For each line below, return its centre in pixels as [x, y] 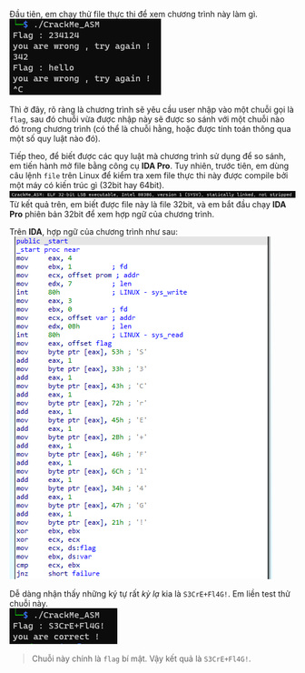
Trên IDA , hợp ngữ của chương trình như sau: [94, 231]
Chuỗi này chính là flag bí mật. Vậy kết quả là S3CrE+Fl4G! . [141, 658]
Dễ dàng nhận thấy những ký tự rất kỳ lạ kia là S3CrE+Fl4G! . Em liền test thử [150, 594]
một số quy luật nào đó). [55, 138]
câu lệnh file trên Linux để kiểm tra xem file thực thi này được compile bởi [149, 176]
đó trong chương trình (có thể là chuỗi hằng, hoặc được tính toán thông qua [150, 129]
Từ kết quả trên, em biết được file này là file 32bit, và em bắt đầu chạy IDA [148, 204]
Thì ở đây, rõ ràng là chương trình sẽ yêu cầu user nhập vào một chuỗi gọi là [152, 110]
